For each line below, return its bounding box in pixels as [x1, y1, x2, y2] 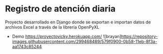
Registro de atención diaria [5, 3, 115, 14]
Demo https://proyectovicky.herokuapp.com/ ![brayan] [12, 33, 121, 39]
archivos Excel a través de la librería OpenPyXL [5, 24, 99, 30]
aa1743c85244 [12, 43, 42, 49]
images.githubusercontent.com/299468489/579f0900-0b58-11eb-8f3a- [12, 38, 158, 44]
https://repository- [121, 33, 158, 39]
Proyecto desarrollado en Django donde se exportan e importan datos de [5, 19, 151, 25]
